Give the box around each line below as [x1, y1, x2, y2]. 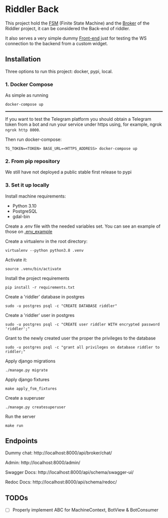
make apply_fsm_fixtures [5, 386, 57, 391]
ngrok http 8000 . [5, 127, 40, 133]
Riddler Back [5, 4, 59, 15]
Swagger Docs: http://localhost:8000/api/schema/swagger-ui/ [5, 469, 134, 475]
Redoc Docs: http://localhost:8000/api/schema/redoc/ [5, 479, 117, 485]
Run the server [5, 413, 36, 419]
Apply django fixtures [5, 376, 50, 382]
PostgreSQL [12, 208, 37, 214]
